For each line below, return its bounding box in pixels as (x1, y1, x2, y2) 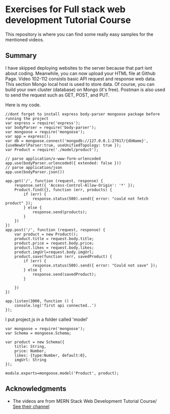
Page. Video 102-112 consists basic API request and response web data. (5, 75, 156, 82)
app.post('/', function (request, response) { (5, 227, 106, 232)
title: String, (14, 344, 47, 349)
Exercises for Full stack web (5, 4, 126, 15)
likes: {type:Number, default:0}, (14, 352, 87, 358)
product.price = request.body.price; (14, 241, 94, 246)
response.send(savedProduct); (32, 272, 96, 277)
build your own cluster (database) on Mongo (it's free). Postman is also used (5, 86, 165, 93)
